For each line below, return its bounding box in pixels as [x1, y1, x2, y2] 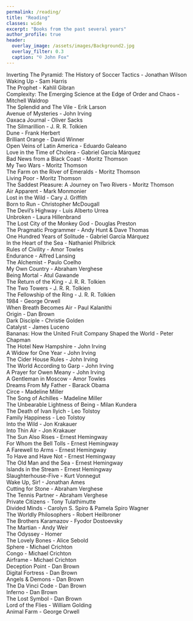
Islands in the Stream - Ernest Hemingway [6, 465, 112, 472]
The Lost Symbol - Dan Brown [6, 595, 82, 602]
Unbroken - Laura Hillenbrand [6, 213, 81, 220]
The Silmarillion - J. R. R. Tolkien [6, 122, 87, 130]
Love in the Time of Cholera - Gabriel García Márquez [6, 149, 141, 156]
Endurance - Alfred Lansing [6, 252, 76, 259]
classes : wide [6, 20, 43, 26]
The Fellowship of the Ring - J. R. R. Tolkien [6, 290, 116, 298]
